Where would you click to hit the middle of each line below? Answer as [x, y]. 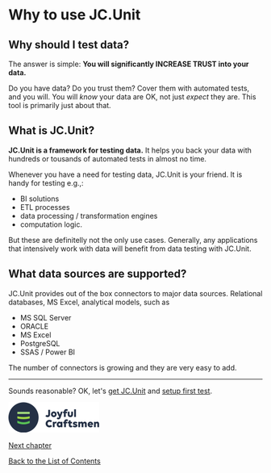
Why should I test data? [69, 45]
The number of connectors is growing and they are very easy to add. [123, 367]
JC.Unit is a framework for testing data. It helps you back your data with [130, 150]
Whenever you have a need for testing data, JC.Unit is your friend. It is [125, 174]
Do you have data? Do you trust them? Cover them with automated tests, [129, 88]
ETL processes [45, 207]
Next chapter [30, 445]
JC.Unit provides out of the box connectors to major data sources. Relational [135, 293]
